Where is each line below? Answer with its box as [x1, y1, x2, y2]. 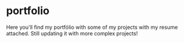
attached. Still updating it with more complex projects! [6, 29, 138, 37]
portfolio [6, 4, 50, 18]
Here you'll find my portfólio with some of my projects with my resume [6, 24, 178, 31]
